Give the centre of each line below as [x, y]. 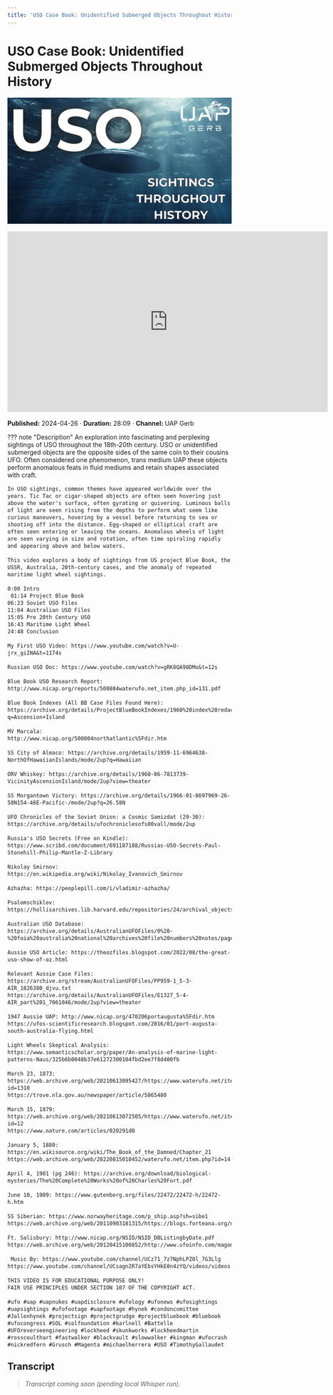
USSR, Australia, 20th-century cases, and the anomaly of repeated [110, 568]
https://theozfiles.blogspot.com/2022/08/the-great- [151, 953]
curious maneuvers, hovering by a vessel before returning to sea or [113, 518]
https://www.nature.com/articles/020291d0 [71, 1131]
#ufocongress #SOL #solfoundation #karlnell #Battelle [90, 1324]
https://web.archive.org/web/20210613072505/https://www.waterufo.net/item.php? [130, 1117]
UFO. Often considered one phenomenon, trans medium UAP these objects [117, 460]
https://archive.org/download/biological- [148, 1174]
